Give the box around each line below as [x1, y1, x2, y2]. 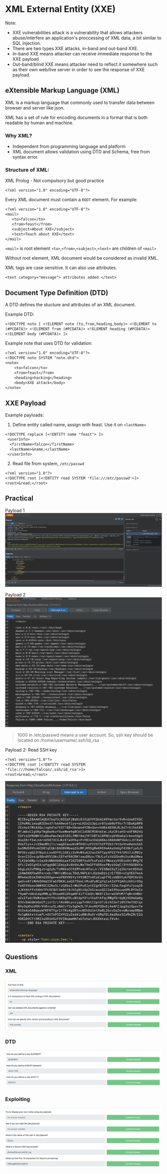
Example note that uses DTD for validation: [5, 340, 93, 346]
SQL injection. [12, 40, 41, 46]
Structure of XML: [5, 166, 50, 173]
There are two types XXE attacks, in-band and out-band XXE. [12, 45, 139, 51]
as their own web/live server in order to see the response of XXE [12, 66, 145, 73]
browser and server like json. [5, 104, 65, 110]
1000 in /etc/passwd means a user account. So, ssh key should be [17, 732, 153, 738]
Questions [5, 953, 38, 961]
